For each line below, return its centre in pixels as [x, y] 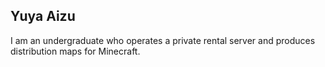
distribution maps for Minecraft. [75, 51]
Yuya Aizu [43, 16]
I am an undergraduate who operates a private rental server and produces [163, 40]
